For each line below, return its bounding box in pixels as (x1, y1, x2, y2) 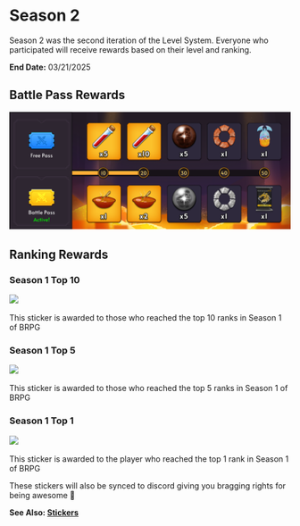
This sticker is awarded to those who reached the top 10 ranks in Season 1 (9, 313, 282, 323)
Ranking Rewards (9, 246, 109, 262)
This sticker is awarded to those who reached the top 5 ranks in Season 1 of (9, 383, 288, 394)
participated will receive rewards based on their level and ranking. (9, 44, 252, 54)
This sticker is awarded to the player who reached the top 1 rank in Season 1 (9, 453, 289, 464)
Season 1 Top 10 (9, 273, 80, 286)
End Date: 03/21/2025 (9, 62, 91, 72)
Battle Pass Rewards (9, 88, 126, 103)
